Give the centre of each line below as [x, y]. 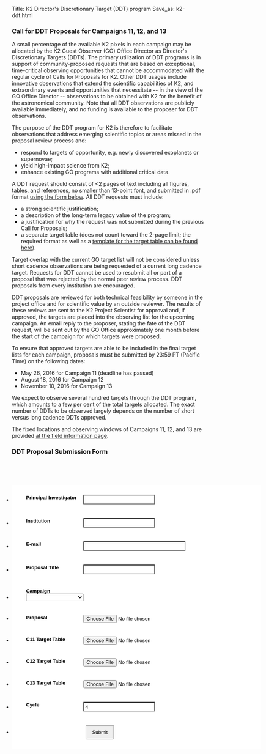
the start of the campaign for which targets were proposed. [87, 336]
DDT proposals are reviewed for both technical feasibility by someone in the [107, 298]
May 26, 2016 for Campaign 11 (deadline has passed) [87, 373]
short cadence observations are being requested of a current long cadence [107, 266]
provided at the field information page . [60, 436]
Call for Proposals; [44, 228]
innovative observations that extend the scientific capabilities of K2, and [103, 83]
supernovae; [37, 159]
